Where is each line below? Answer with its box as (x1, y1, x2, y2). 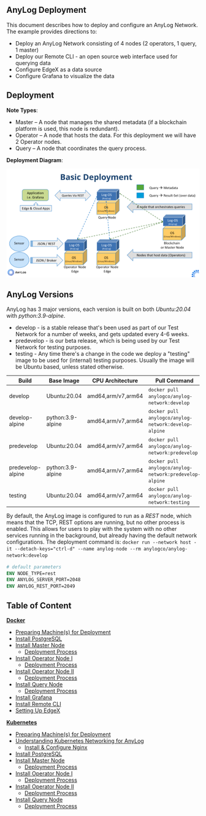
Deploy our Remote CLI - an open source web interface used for (15, 52, 178, 60)
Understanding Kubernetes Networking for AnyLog (15, 737, 144, 745)
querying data (15, 59, 51, 66)
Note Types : (6, 106, 38, 114)
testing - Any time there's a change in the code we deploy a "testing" (15, 350, 190, 358)
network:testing (148, 500, 190, 506)
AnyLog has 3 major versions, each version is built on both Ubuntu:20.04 (6, 305, 191, 313)
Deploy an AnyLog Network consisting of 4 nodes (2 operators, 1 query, (15, 39, 197, 47)
